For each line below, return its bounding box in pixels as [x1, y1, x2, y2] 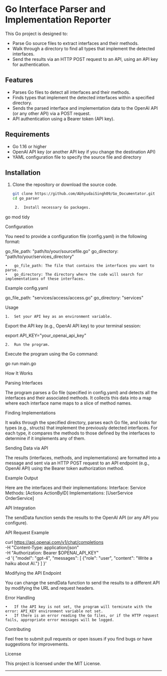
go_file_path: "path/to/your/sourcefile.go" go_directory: [5, 248, 119, 254]
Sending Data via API [5, 445, 49, 451]
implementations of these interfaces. [5, 276, 85, 281]
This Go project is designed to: [5, 30, 68, 36]
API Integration [5, 505, 36, 511]
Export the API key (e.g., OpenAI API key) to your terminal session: [5, 323, 141, 329]
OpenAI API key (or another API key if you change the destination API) [12, 149, 156, 155]
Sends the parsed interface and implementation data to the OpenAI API [12, 105, 158, 111]
